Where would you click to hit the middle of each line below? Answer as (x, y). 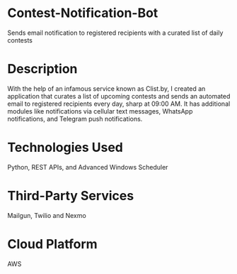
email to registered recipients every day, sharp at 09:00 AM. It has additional (119, 104)
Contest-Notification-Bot (83, 13)
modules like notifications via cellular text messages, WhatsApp (100, 111)
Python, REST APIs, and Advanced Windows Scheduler (88, 167)
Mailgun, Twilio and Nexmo (47, 215)
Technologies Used (65, 148)
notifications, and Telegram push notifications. (75, 119)
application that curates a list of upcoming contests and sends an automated (119, 96)
